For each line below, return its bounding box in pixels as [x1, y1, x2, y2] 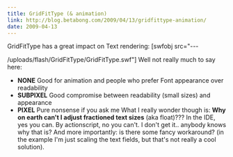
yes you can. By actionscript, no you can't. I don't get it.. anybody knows [17, 121, 227, 129]
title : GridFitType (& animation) [7, 10, 108, 17]
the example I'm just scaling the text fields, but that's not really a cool [17, 135, 217, 144]
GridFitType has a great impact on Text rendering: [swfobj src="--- [7, 42, 199, 51]
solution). [17, 143, 45, 151]
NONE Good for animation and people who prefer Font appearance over [17, 76, 224, 85]
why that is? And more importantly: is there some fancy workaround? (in [17, 128, 224, 136]
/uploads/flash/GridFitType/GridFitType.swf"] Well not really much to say [7, 56, 216, 64]
